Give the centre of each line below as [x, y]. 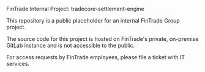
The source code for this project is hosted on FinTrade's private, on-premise [102, 39]
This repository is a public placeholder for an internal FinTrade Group [93, 20]
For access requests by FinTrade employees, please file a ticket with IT [96, 57]
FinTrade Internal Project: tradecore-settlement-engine [76, 9]
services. [18, 64]
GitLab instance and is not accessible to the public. [71, 45]
